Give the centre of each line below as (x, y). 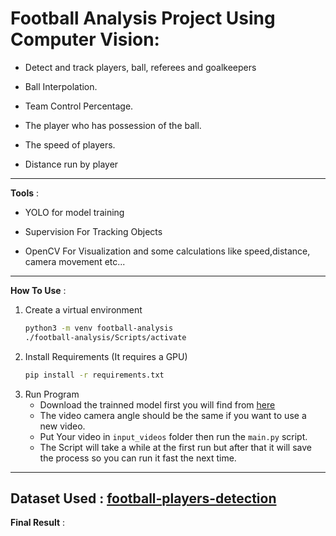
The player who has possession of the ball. (113, 125)
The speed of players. (70, 144)
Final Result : (37, 523)
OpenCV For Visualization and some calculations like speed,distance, (167, 251)
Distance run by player (71, 164)
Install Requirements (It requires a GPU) (106, 356)
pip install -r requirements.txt (94, 375)
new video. (62, 426)
